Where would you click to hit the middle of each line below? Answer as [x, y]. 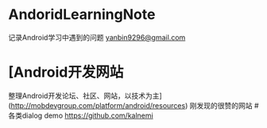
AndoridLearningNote [82, 15]
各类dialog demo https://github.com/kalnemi [81, 115]
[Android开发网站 [66, 72]
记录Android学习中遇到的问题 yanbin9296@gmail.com [97, 37]
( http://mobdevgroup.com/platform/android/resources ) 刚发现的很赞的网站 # [134, 105]
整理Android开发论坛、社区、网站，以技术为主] [85, 96]
